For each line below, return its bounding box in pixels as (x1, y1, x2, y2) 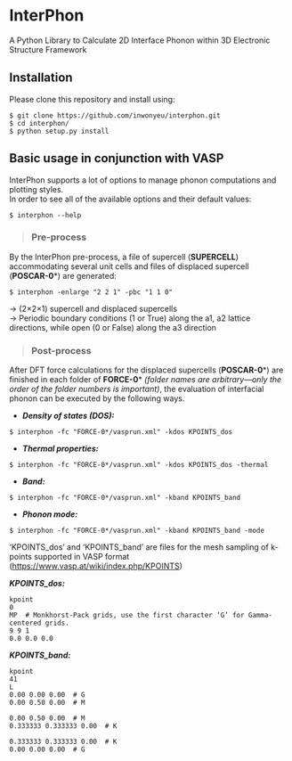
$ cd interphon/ (9, 119, 69, 127)
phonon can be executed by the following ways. (9, 393, 185, 404)
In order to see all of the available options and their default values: (9, 193, 252, 204)
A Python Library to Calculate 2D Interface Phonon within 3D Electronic (9, 35, 271, 45)
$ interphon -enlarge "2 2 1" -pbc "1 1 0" (9, 287, 174, 297)
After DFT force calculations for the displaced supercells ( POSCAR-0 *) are (9, 364, 284, 375)
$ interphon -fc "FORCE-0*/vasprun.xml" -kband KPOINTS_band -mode (9, 527, 265, 536)
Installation (9, 70, 73, 86)
